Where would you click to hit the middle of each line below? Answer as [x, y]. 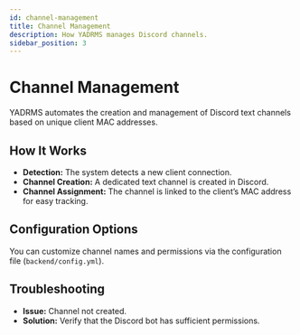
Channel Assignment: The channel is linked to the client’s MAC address [157, 191]
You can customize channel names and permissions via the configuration [145, 251]
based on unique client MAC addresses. [84, 122]
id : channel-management [54, 18]
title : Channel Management [60, 26]
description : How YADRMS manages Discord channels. [108, 34]
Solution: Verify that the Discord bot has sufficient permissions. [141, 321]
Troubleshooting [57, 289]
